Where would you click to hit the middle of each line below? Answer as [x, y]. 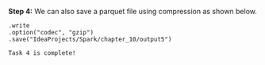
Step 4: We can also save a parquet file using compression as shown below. [133, 11]
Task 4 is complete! [42, 53]
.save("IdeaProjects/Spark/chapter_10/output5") [90, 39]
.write [19, 26]
